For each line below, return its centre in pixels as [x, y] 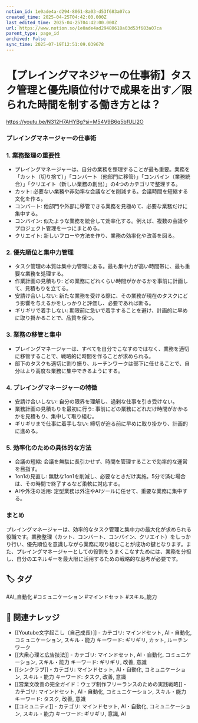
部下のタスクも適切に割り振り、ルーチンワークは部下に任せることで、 [100, 363]
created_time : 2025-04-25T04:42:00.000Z [57, 17]
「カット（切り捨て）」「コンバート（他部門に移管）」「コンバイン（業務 [100, 177]
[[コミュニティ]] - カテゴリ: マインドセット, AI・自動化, [81, 706]
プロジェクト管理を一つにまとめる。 [59, 228]
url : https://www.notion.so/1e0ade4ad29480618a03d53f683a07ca [84, 28]
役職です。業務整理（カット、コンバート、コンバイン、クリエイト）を [91, 537]
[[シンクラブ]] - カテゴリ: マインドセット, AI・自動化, [79, 669]
